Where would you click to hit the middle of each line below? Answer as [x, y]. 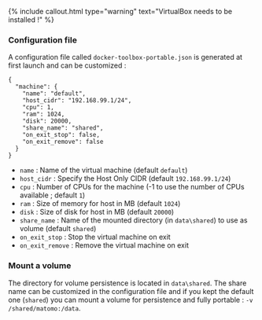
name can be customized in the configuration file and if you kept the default [131, 291]
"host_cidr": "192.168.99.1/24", [77, 101]
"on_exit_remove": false [63, 142]
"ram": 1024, [44, 114]
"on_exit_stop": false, [61, 135]
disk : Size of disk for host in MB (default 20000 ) [97, 212]
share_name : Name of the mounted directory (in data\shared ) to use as [133, 220]
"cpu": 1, [39, 108]
